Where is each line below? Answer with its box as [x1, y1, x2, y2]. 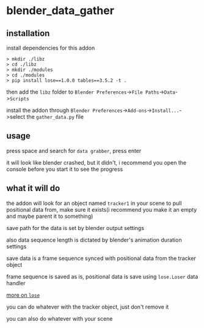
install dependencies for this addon [6, 44, 95, 51]
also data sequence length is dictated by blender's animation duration [6, 236, 182, 244]
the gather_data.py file [26, 113, 84, 120]
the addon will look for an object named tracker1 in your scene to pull [6, 199, 182, 207]
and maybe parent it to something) [6, 212, 93, 220]
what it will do [6, 183, 60, 193]
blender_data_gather [6, 4, 115, 18]
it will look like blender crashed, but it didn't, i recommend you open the [6, 158, 187, 166]
